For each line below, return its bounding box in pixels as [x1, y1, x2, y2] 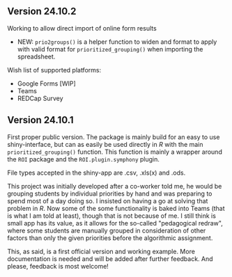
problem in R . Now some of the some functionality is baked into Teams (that [7, 204, 225, 212]
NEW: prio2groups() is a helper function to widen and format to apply [17, 38, 217, 46]
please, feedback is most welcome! [7, 262, 109, 270]
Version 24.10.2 [7, 6, 77, 17]
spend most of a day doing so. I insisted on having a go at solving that [7, 196, 208, 205]
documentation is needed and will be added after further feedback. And [7, 254, 214, 263]
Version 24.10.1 [7, 114, 75, 126]
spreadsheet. [17, 52, 56, 61]
